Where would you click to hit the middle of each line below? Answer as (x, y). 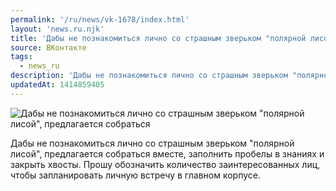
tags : (21, 57)
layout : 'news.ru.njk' (57, 29)
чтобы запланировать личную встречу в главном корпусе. (135, 175)
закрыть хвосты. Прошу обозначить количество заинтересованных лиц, (165, 164)
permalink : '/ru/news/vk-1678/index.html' (100, 19)
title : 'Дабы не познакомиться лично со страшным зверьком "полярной (158, 38)
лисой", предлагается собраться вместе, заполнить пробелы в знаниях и (167, 153)
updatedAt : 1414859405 (57, 85)
